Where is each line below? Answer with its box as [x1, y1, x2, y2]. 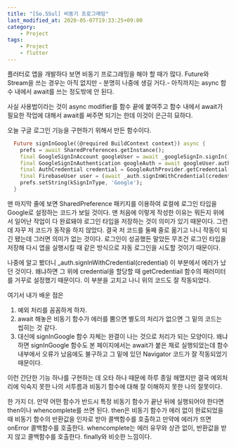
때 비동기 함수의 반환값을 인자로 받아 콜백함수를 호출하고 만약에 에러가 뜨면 [7, 414, 212, 423]
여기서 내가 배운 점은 [7, 290, 64, 299]
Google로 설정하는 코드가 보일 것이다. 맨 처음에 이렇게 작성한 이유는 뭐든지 [7, 208, 212, 217]
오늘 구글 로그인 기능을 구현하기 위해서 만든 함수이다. [7, 126, 152, 134]
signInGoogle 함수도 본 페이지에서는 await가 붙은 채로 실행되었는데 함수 [30, 340, 229, 349]
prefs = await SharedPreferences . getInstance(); [20, 146, 165, 153]
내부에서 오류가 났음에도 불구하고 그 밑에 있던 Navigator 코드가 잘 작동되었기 [17, 350, 228, 358]
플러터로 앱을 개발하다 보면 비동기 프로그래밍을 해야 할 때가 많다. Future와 [7, 70, 209, 78]
